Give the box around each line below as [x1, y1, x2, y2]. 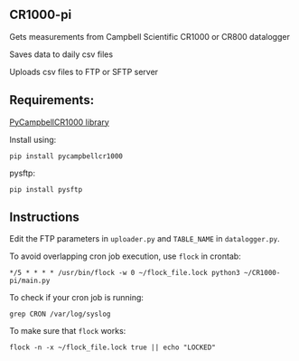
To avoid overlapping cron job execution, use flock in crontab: [9, 251, 241, 261]
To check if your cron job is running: [9, 292, 145, 303]
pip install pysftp [9, 185, 83, 194]
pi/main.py [9, 276, 51, 286]
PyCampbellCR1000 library [9, 117, 110, 128]
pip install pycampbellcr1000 [9, 151, 124, 161]
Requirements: [9, 92, 95, 108]
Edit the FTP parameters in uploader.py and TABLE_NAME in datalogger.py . [9, 233, 280, 244]
